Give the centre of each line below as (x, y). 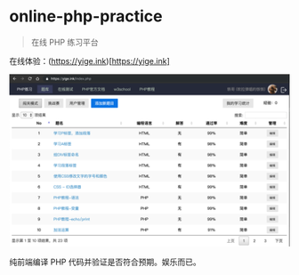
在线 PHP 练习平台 (65, 42)
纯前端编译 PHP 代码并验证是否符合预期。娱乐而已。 (105, 262)
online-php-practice (86, 16)
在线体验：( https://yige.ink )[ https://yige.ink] (90, 61)
